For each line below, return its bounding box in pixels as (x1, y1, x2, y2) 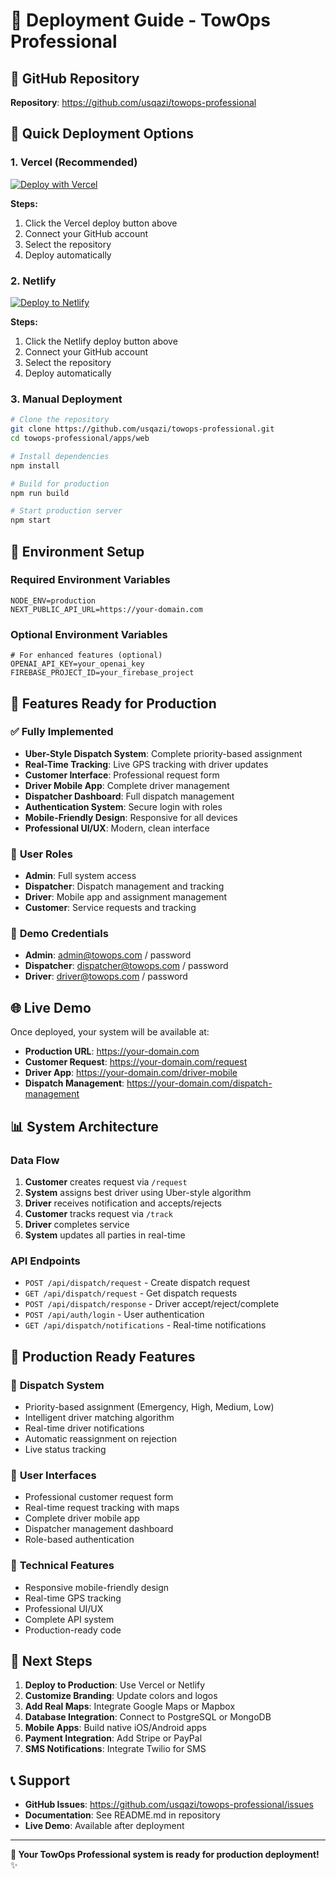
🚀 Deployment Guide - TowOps (10, 9, 271, 32)
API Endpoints (10, 1254, 81, 1268)
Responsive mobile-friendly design (24, 1581, 170, 1593)
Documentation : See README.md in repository (24, 1809, 221, 1821)
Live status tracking (24, 1443, 107, 1455)
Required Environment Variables (10, 573, 171, 587)
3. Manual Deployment (10, 392, 123, 406)
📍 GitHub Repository (10, 70, 140, 87)
